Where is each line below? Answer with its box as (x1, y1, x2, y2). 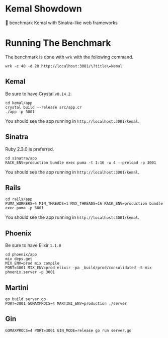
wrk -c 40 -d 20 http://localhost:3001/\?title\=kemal (5, 63, 123, 68)
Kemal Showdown (5, 3, 82, 15)
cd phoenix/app (5, 252, 37, 257)
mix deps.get (5, 257, 33, 262)
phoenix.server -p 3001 (5, 270, 55, 275)
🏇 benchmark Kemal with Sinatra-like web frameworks (5, 20, 118, 26)
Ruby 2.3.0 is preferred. (5, 146, 54, 152)
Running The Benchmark (5, 37, 111, 49)
